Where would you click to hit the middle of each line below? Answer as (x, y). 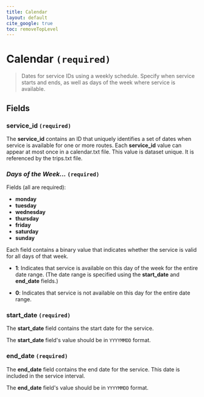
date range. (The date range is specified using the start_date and (97, 274)
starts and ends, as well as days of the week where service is (98, 82)
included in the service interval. (46, 376)
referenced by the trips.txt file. (44, 158)
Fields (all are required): (36, 187)
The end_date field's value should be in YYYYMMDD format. (78, 387)
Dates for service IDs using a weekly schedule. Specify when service (108, 76)
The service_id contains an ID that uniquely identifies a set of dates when (99, 138)
